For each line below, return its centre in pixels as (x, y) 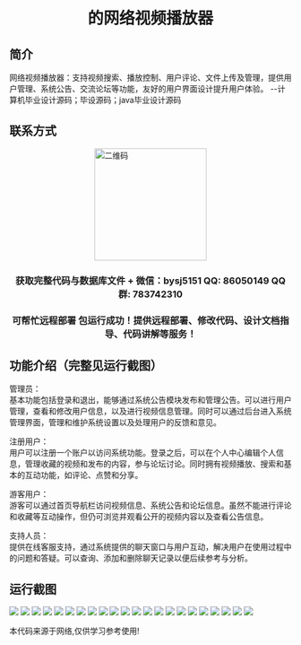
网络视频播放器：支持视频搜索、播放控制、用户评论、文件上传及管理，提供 (146, 78)
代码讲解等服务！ (159, 334)
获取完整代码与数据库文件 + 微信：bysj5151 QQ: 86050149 (142, 281)
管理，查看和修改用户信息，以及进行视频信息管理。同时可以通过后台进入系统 (150, 411)
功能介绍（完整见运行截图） (86, 366)
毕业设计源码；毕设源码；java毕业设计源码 (103, 100)
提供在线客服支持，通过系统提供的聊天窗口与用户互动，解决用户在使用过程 (146, 547)
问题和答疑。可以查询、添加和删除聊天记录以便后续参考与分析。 (134, 558)
